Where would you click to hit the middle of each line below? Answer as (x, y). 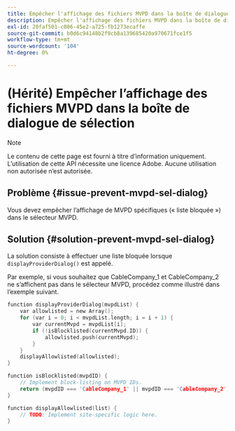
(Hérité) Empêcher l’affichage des (107, 93)
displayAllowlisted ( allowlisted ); (70, 357)
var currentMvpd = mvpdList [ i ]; (80, 325)
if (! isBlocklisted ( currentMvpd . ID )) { (91, 331)
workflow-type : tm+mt (39, 40)
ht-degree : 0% (28, 53)
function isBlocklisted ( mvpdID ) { (58, 376)
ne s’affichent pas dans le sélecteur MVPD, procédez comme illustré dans (114, 285)
